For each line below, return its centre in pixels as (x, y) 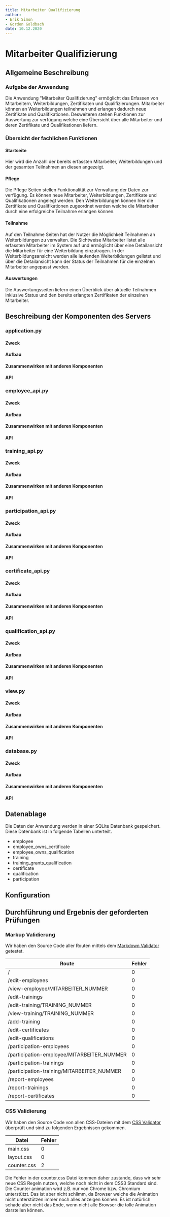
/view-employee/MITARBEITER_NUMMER (58, 989)
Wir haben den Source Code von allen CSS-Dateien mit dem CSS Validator (83, 1122)
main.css (19, 1148)
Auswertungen (22, 278)
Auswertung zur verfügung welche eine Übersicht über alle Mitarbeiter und (84, 120)
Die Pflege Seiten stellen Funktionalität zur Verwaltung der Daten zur (77, 190)
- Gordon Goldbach (25, 24)
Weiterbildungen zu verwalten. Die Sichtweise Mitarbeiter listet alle (75, 240)
